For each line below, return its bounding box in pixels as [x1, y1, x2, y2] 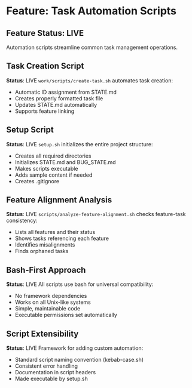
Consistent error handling [14, 362, 78, 369]
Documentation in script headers [14, 369, 96, 376]
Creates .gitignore [14, 177, 60, 184]
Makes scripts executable [14, 165, 78, 172]
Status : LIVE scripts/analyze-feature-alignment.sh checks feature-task [6, 211, 186, 218]
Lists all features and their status [14, 229, 96, 236]
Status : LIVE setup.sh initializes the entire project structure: [6, 140, 153, 147]
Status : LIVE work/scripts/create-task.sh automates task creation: [6, 76, 173, 84]
